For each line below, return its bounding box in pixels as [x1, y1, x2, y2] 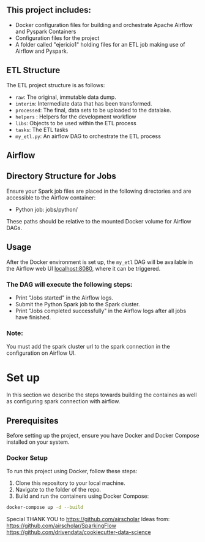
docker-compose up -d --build [6, 505, 84, 511]
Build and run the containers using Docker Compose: [15, 492, 149, 500]
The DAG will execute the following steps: [6, 280, 133, 288]
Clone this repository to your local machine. [15, 479, 125, 487]
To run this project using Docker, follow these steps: [6, 468, 138, 475]
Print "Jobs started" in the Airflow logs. [15, 294, 113, 301]
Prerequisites [6, 416, 59, 426]
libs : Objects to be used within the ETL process [15, 119, 136, 126]
